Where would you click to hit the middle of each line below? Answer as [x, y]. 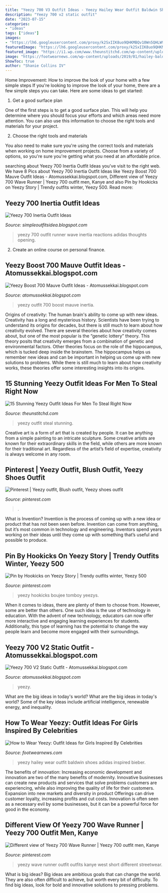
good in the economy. [28, 809]
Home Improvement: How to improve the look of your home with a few [77, 80]
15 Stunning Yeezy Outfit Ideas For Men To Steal [81, 384]
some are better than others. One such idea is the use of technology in [78, 611]
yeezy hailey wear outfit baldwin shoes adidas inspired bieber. [81, 762]
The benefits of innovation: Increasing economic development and [73, 772]
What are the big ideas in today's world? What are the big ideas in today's [81, 696]
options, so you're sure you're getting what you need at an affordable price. [83, 157]
